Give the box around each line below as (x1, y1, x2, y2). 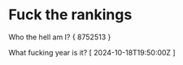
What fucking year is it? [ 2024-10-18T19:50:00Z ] (8, 47, 176, 57)
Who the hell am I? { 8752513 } (8, 32, 111, 42)
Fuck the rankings (8, 6, 133, 24)
